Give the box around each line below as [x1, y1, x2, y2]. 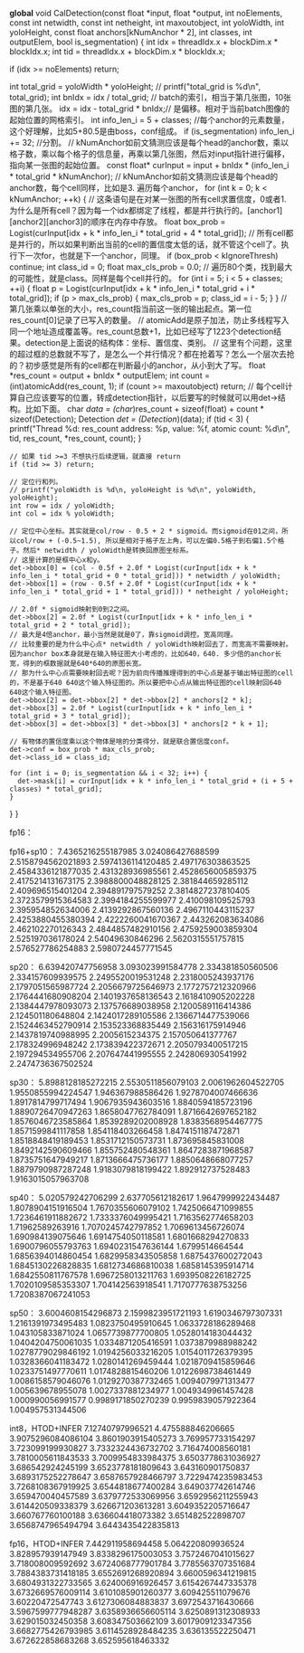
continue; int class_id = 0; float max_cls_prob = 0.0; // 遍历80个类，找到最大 [9, 261, 293, 272]
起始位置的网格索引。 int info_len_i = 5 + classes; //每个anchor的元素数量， [9, 115, 290, 125]
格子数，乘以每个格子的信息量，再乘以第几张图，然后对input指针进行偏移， [9, 148, 290, 159]
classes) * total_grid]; [9, 784, 103, 793]
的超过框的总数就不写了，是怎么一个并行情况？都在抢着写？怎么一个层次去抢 [9, 348, 295, 359]
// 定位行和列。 [9, 478, 62, 487]
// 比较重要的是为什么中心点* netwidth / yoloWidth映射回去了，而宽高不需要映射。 [9, 640, 293, 649]
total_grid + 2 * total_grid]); [9, 621, 131, 630]
